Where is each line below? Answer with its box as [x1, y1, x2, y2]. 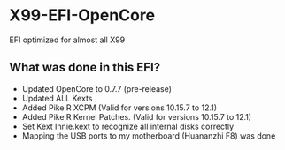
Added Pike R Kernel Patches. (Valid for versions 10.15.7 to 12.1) [21, 111, 252, 122]
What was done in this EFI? [9, 60, 161, 75]
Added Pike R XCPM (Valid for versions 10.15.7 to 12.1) [21, 102, 218, 113]
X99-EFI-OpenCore [9, 5, 156, 26]
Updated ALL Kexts [21, 93, 93, 103]
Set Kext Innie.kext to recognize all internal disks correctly [21, 121, 235, 131]
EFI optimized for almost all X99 [9, 34, 126, 45]
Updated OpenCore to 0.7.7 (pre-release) [21, 83, 173, 94]
